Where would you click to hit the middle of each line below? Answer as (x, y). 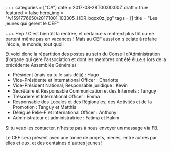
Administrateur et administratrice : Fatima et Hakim (66, 118)
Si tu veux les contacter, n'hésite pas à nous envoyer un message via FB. (82, 128)
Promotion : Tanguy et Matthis (44, 107)
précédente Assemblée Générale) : (42, 65)
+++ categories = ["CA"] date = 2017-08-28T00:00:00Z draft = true (77, 7)
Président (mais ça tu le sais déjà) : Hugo (56, 75)
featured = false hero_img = (34, 13)
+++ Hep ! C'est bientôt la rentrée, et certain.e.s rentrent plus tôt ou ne (80, 33)
